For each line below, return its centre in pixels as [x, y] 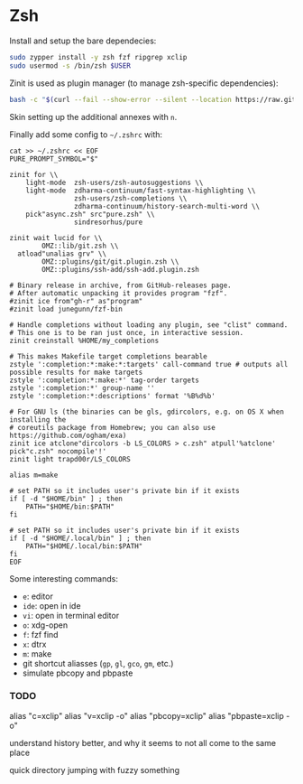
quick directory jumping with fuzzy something [95, 770]
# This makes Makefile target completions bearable [108, 356]
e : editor [38, 596]
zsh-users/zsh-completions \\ [130, 198]
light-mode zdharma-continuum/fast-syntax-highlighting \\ [141, 191]
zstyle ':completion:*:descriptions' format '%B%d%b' [113, 396]
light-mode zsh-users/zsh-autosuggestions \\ [115, 182]
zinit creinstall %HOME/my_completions [84, 341]
